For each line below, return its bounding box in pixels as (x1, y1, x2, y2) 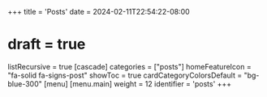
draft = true (7, 36, 86, 53)
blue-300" (7, 78, 42, 88)
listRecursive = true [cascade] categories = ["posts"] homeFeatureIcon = (7, 61, 252, 71)
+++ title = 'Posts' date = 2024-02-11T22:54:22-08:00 (7, 7, 190, 16)
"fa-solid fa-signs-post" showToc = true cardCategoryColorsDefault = (7, 70, 243, 80)
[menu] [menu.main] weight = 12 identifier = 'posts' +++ (43, 78, 232, 88)
